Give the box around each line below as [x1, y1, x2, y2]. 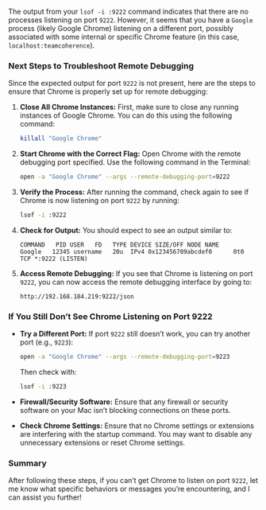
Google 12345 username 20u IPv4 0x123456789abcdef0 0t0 [19, 247, 245, 255]
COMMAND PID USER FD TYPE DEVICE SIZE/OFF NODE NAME [19, 240, 220, 249]
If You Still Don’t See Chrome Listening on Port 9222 [8, 310, 213, 321]
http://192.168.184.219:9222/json [19, 292, 134, 301]
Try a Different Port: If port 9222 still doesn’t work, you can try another [19, 329, 251, 339]
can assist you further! [8, 492, 82, 502]
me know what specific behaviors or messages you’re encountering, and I [8, 485, 250, 494]
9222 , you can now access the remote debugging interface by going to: [19, 277, 253, 286]
